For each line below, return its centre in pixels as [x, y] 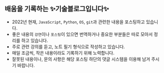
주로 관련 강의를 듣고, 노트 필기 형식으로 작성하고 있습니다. [68, 47]
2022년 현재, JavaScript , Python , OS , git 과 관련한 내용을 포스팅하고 [78, 22]
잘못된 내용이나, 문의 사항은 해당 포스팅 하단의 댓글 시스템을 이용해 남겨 [81, 59]
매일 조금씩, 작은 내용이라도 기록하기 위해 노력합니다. [63, 53]
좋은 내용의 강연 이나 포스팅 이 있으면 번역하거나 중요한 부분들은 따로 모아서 [82, 34]
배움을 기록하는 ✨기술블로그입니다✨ [57, 9]
